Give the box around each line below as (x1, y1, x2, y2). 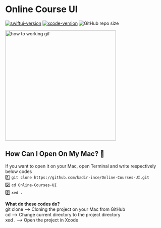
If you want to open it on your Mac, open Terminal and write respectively (5, 163, 156, 169)
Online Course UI (5, 4, 78, 15)
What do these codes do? (5, 201, 60, 207)
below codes (5, 168, 32, 175)
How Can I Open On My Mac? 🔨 (5, 150, 104, 158)
